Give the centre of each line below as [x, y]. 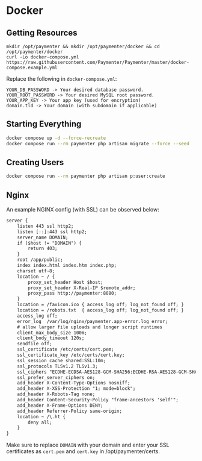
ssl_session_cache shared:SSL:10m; [62, 360]
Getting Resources [42, 33]
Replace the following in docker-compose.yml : [62, 79]
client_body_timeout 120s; [51, 338]
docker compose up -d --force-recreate [56, 138]
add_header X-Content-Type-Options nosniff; [74, 383]
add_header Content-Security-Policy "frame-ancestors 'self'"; [98, 400]
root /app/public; [40, 260]
